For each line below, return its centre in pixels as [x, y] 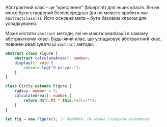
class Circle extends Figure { [38, 86]
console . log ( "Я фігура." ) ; [52, 68]
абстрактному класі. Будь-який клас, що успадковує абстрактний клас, [83, 39]
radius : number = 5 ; [36, 91]
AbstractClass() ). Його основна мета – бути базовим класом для [76, 18]
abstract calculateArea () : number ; [52, 58]
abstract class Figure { [32, 53]
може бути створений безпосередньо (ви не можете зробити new [76, 13]
